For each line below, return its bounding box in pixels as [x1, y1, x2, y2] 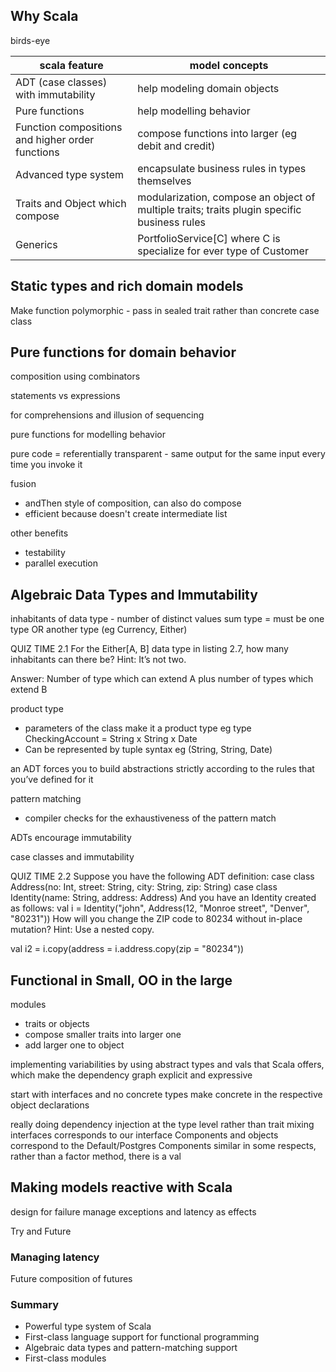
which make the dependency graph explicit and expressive [10, 1069, 253, 1081]
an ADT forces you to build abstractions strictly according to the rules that [10, 763, 315, 775]
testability [24, 547, 66, 559]
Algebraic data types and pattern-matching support [24, 1342, 238, 1354]
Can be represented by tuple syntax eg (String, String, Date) [24, 744, 273, 756]
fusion [10, 478, 37, 490]
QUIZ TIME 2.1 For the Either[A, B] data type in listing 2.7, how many [10, 643, 289, 655]
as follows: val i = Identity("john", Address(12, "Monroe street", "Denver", [10, 902, 310, 914]
